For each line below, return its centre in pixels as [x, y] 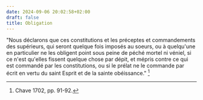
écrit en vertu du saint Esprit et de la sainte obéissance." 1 [78, 73]
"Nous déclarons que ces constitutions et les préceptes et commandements [101, 40]
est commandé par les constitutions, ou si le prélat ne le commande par [95, 66]
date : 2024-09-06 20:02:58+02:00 [48, 12]
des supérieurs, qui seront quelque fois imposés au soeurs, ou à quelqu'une [101, 46]
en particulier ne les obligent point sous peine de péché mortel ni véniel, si [99, 53]
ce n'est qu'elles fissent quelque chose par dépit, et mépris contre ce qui [97, 59]
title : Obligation [29, 23]
